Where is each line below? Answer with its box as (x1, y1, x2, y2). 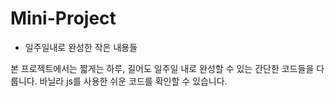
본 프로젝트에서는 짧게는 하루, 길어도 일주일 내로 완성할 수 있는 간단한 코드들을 (10, 62, 315, 74)
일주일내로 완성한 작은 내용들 (24, 41, 138, 53)
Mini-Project (10, 7, 117, 30)
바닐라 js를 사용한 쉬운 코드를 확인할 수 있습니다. (39, 75, 228, 87)
